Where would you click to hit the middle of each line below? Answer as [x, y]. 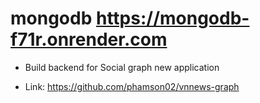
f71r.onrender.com [89, 39]
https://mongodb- [172, 18]
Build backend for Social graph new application [122, 67]
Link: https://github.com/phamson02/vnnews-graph [132, 86]
